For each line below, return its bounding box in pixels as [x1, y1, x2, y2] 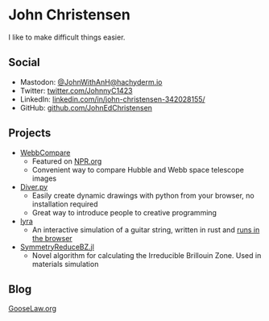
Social [8, 56, 40, 69]
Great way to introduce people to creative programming [31, 207, 217, 217]
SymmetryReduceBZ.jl [19, 242, 95, 252]
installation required [31, 199, 98, 209]
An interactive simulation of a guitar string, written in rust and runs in [31, 224, 260, 235]
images [31, 173, 57, 183]
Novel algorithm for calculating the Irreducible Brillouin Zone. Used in [31, 250, 262, 260]
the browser [31, 233, 72, 243]
